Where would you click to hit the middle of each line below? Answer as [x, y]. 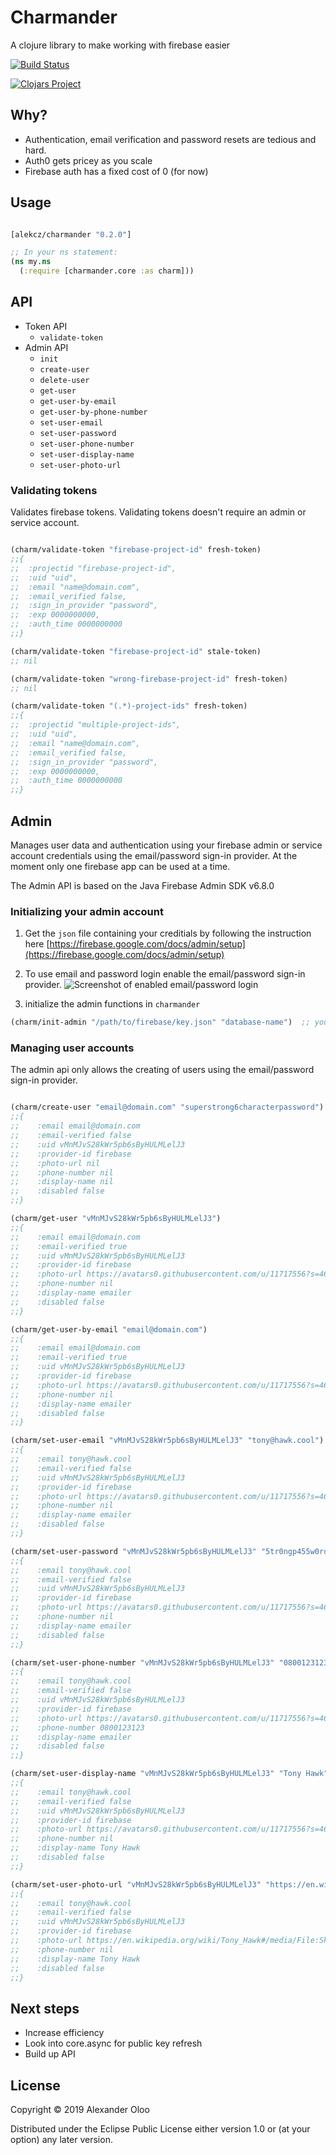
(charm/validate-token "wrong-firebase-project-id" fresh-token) [149, 679]
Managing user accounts [72, 1048]
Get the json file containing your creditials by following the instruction [168, 933]
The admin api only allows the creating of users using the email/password [162, 1070]
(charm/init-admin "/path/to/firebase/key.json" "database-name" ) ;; [160, 1022]
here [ [37, 944]
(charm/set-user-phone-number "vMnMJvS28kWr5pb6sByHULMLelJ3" [142, 1662]
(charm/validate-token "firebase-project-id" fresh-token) [136, 550]
